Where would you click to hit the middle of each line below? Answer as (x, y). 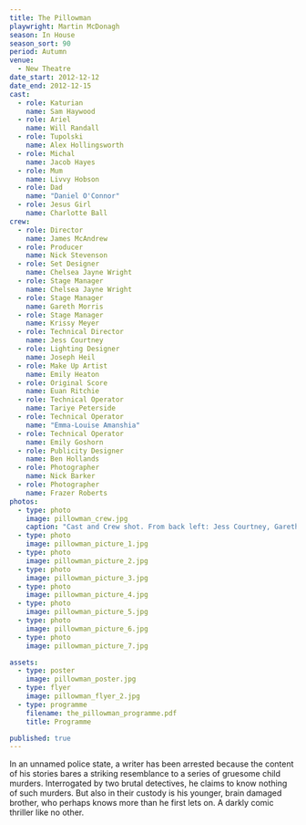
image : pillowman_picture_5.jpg (87, 612)
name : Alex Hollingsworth (75, 145)
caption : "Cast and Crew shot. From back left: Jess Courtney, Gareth (163, 527)
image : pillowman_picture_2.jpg (87, 561)
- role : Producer (51, 247)
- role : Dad (41, 188)
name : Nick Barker (61, 476)
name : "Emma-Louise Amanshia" (83, 425)
